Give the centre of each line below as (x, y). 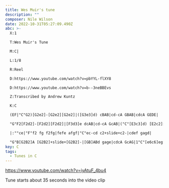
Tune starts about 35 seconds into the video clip (55, 180)
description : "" (22, 15)
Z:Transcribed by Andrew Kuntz (43, 97)
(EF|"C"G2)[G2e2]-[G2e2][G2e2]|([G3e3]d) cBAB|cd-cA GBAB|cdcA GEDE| (84, 115)
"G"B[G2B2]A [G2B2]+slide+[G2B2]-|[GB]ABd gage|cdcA (66, 142)
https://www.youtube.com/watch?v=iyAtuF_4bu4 (56, 170)
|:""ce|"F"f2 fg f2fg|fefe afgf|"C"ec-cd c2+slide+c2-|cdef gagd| (81, 133)
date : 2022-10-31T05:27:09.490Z (39, 24)
